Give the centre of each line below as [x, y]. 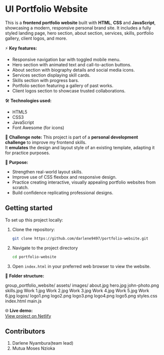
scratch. [21, 187]
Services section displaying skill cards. [51, 75]
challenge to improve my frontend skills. [46, 142]
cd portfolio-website [34, 257]
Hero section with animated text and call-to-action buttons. [72, 64]
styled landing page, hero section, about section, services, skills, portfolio [80, 33]
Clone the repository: [34, 229]
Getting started [29, 208]
